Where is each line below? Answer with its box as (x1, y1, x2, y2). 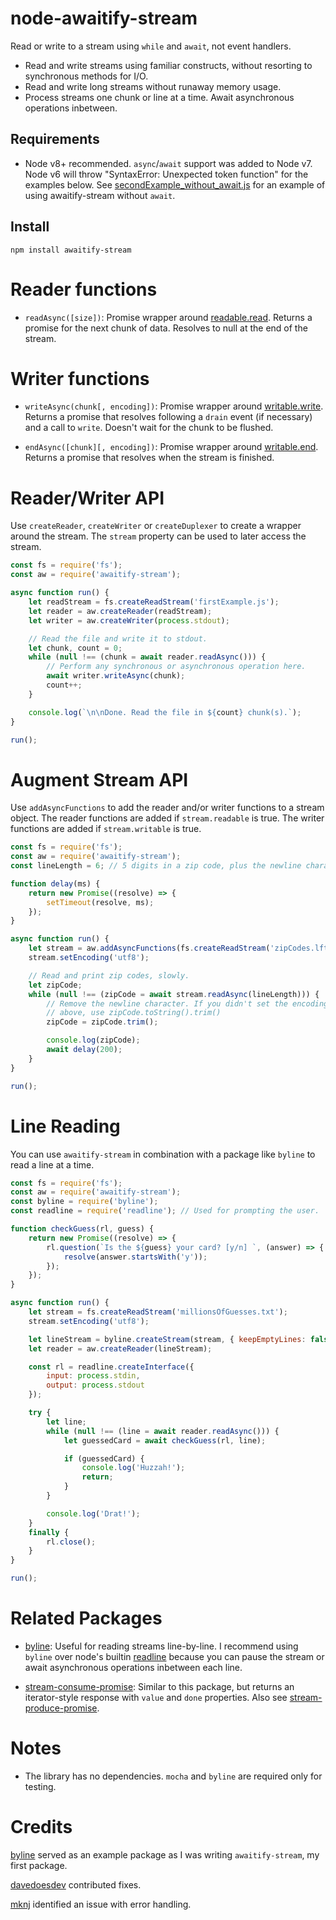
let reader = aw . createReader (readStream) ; (28, 606, 213, 616)
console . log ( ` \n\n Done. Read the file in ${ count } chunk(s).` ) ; (28, 707, 302, 717)
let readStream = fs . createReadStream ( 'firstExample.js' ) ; (28, 597, 280, 607)
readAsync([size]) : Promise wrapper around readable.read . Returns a (24, 311, 313, 323)
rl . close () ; (46, 1537, 97, 1547)
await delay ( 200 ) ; (46, 1045, 123, 1055)
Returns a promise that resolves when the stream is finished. (24, 452, 275, 464)
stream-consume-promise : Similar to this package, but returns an (24, 1680, 295, 1692)
